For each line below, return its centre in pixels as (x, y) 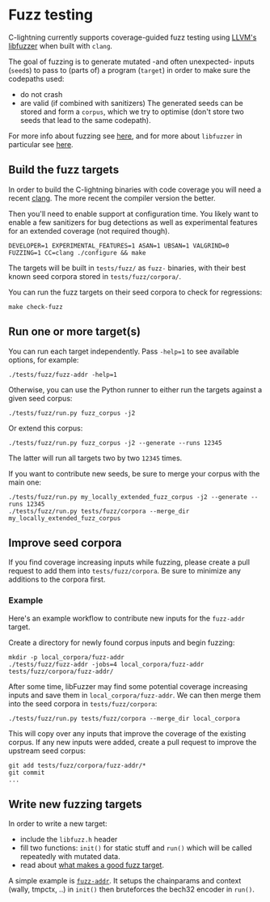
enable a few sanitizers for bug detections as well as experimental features (133, 222)
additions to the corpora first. (57, 579)
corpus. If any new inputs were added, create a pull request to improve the (133, 742)
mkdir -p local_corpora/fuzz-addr (67, 657)
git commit (27, 773)
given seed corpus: (40, 398)
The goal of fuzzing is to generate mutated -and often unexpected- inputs (131, 61)
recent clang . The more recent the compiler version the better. (112, 198)
